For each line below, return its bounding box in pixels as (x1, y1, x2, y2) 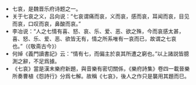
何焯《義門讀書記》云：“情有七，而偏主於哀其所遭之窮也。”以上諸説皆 (11, 50, 185, 57)
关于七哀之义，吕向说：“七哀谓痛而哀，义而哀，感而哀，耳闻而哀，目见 (11, 13, 189, 20)
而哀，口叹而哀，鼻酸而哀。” (11, 20, 81, 27)
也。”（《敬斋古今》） (11, 42, 60, 50)
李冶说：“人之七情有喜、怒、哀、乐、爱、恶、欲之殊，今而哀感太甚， (11, 28, 185, 35)
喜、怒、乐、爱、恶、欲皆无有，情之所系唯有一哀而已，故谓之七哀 (11, 35, 177, 42)
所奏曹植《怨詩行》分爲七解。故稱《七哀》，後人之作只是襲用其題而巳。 (11, 72, 190, 80)
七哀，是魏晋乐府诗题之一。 (11, 5, 82, 12)
